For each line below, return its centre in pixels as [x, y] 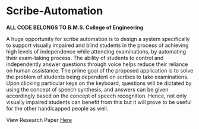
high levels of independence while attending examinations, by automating [96, 51]
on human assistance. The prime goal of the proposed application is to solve [100, 70]
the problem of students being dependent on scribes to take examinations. [97, 77]
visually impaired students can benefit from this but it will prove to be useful [99, 102]
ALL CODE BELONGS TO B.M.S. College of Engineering [75, 27]
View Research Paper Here [39, 119]
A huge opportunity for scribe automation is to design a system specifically [98, 39]
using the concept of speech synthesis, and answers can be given [87, 89]
